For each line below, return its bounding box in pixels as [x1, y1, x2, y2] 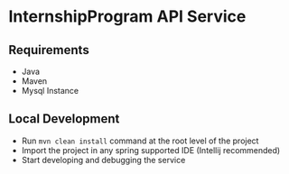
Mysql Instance [21, 86, 79, 96]
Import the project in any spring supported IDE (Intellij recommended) [21, 144, 281, 155]
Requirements [8, 42, 89, 58]
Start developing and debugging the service [21, 154, 186, 165]
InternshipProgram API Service [8, 6, 247, 27]
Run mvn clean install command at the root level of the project [21, 135, 259, 146]
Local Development [8, 111, 120, 127]
